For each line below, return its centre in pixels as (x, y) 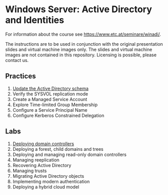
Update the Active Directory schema (50, 88)
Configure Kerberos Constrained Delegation (58, 115)
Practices (21, 76)
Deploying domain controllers (43, 144)
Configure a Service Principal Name (50, 110)
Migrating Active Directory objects (48, 176)
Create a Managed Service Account (50, 99)
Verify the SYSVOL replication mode (50, 94)
